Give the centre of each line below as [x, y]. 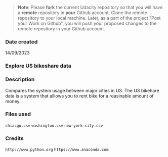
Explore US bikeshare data [38, 66]
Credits [14, 138]
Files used [18, 114]
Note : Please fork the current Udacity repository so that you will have [90, 7]
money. [13, 101]
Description [20, 79]
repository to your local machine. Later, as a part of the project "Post [89, 18]
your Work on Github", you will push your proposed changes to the [87, 23]
